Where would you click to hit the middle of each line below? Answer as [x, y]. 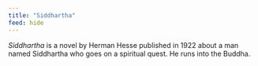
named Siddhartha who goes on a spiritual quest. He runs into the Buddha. [129, 53]
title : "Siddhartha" [42, 15]
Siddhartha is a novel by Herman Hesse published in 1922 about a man [123, 45]
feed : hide [26, 23]
